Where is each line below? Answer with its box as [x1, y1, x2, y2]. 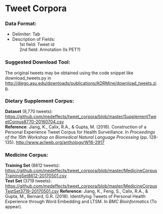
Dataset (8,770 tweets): [5, 109, 53, 115]
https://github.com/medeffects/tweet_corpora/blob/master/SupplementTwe [5, 114, 157, 119]
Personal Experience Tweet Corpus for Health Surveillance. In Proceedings [5, 129, 156, 135]
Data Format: [5, 20, 36, 27]
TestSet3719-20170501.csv [5, 188, 59, 194]
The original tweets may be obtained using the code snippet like [5, 70, 134, 76]
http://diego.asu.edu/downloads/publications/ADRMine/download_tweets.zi [5, 80, 157, 86]
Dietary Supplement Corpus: [5, 98, 74, 104]
